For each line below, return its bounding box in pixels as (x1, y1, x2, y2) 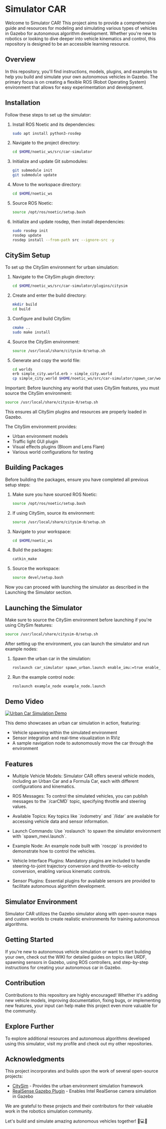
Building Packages (5, 463, 64, 472)
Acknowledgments (5, 1055, 65, 1063)
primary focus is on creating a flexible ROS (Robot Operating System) (5, 79, 147, 85)
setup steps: (5, 482, 31, 487)
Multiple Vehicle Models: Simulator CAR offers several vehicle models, (12, 773, 156, 779)
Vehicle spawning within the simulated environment (12, 730, 118, 736)
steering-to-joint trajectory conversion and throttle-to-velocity (12, 863, 139, 869)
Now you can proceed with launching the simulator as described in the (5, 584, 149, 590)
